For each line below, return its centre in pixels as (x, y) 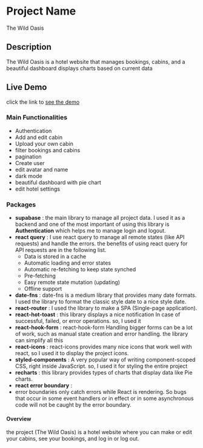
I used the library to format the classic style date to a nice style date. (101, 302)
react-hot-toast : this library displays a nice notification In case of (98, 314)
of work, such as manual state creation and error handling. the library (101, 334)
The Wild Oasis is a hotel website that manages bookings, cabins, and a (96, 61)
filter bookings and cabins (48, 150)
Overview (19, 419)
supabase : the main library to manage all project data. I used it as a (100, 218)
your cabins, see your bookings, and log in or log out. (73, 439)
